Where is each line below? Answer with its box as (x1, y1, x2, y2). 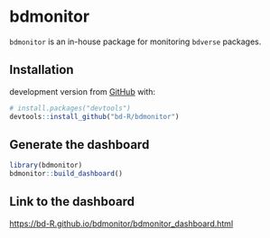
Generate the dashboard (9, 137, 150, 152)
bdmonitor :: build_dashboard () (9, 169, 124, 178)
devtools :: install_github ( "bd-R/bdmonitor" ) (9, 112, 180, 121)
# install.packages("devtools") (9, 104, 131, 113)
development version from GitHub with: (9, 86, 156, 96)
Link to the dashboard (9, 194, 135, 209)
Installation (9, 62, 74, 78)
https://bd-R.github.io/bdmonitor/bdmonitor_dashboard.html (9, 218, 234, 229)
